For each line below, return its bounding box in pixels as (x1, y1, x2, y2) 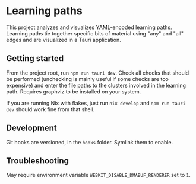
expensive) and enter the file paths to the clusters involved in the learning (6, 82, 186, 89)
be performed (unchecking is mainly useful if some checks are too (6, 75, 169, 82)
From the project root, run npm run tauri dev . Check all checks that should (6, 69, 189, 76)
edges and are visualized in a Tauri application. (6, 36, 121, 43)
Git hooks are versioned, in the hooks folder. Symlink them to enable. (6, 138, 173, 146)
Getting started (6, 53, 64, 63)
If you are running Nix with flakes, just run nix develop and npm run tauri (6, 99, 186, 106)
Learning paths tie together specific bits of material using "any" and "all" (6, 30, 184, 37)
